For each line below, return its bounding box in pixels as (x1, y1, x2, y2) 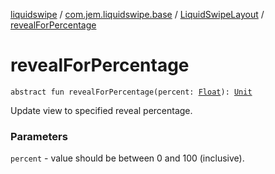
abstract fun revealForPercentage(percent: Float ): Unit (10, 87, 253, 97)
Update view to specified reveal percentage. (10, 104, 193, 116)
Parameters (10, 129, 68, 143)
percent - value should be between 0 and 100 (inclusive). (10, 152, 245, 164)
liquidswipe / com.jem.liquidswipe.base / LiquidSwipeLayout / (10, 9, 265, 20)
